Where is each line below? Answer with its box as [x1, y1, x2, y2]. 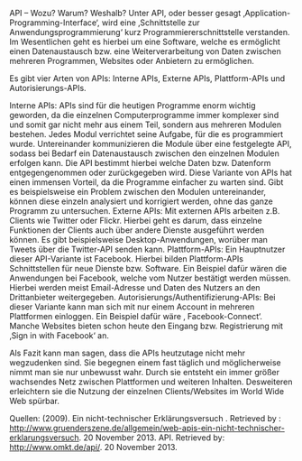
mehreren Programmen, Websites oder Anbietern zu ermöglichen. [9, 56, 254, 66]
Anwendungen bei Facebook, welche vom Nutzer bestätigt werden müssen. [9, 272, 291, 283]
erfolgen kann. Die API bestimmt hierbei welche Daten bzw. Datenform [9, 158, 271, 168]
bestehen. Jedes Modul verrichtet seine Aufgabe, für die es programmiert [9, 129, 284, 139]
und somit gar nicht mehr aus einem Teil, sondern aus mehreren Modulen [9, 119, 282, 130]
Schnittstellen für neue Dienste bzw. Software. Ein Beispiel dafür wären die [9, 263, 287, 273]
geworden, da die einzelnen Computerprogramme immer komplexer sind [9, 110, 279, 120]
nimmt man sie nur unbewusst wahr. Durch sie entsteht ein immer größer [9, 367, 280, 377]
